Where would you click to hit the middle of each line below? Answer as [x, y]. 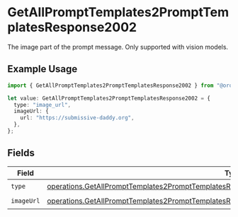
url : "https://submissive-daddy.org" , [77, 118]
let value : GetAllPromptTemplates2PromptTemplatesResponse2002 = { [109, 98]
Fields [21, 153]
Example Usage [42, 69]
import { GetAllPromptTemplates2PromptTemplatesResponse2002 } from [110, 86]
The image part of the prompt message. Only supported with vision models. [118, 47]
